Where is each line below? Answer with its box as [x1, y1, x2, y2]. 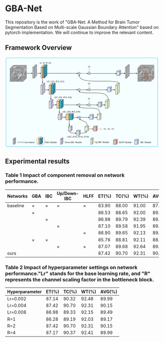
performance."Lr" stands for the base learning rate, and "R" [5, 270, 150, 277]
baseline [7, 203, 24, 209]
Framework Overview [5, 43, 72, 52]
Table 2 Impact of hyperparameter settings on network [5, 264, 138, 271]
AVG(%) [100, 289, 118, 295]
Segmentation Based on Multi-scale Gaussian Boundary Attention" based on [5, 24, 159, 30]
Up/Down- [57, 191, 80, 196]
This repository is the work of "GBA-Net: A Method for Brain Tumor [5, 19, 140, 25]
